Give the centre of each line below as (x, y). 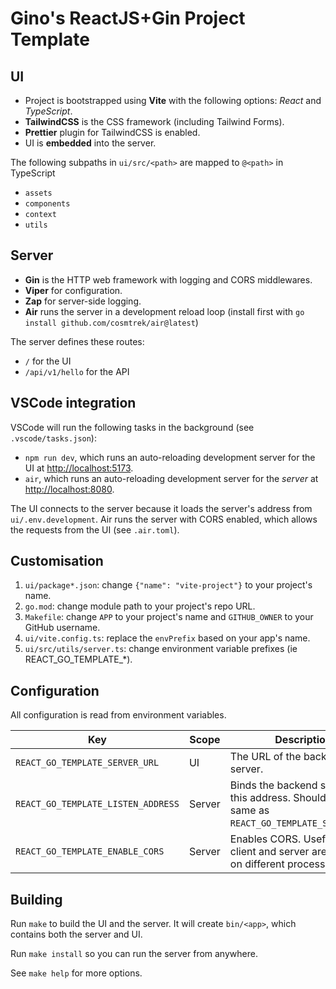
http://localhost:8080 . (69, 489)
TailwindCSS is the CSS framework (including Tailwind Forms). (154, 121)
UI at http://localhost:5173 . (79, 468)
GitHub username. (62, 628)
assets (38, 193)
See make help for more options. (76, 973)
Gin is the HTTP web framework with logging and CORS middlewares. (168, 279)
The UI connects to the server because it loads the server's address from (161, 508)
